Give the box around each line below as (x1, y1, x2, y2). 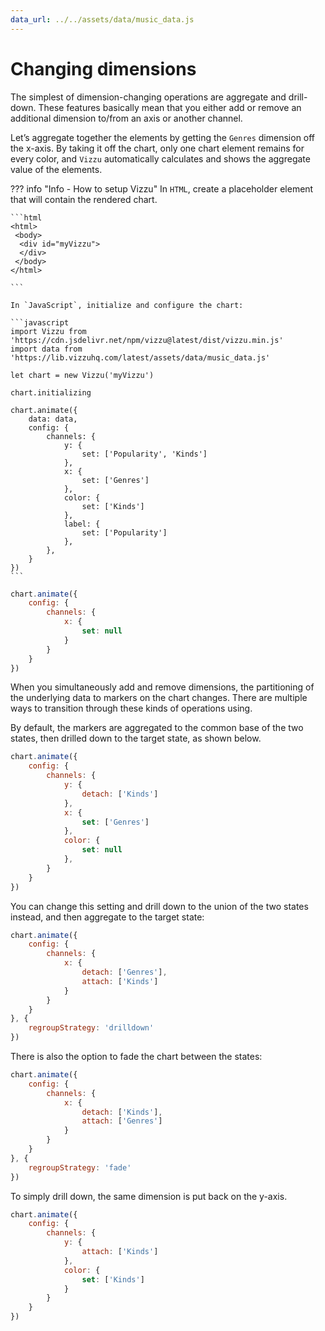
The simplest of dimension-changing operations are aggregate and (10, 91, 287, 103)
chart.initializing (10, 387, 92, 398)
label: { (63, 519, 101, 529)
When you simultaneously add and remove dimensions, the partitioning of (10, 681, 315, 693)
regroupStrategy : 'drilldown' (28, 1023, 155, 1033)
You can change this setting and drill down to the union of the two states (10, 900, 309, 912)
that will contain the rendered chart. (10, 193, 158, 205)
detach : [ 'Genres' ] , (81, 967, 168, 978)
